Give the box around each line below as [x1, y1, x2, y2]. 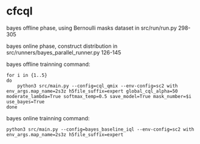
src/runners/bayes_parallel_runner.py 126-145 [6, 48, 122, 56]
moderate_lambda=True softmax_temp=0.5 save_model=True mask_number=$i [6, 93, 191, 99]
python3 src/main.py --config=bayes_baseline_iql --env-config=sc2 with [6, 126, 195, 133]
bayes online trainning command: [6, 114, 90, 122]
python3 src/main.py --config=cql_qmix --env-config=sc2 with [17, 83, 178, 89]
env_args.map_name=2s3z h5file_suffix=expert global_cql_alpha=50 [6, 88, 178, 94]
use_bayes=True [6, 99, 45, 105]
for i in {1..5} [6, 72, 47, 78]
